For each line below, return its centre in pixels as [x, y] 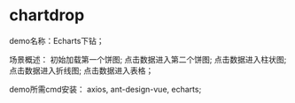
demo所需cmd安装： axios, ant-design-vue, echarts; [105, 89]
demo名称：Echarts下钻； [57, 40]
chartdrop [47, 15]
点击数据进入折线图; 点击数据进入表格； [82, 70]
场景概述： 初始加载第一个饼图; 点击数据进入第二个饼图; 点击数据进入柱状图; [148, 59]
